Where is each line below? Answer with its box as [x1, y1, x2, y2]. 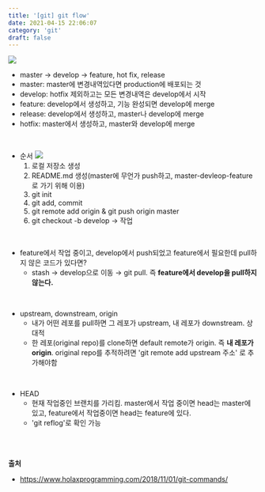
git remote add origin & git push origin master [31, 206, 180, 216]
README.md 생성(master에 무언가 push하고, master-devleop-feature [31, 171, 253, 180]
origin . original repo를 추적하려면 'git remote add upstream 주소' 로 [31, 348, 247, 358]
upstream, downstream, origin [19, 309, 119, 319]
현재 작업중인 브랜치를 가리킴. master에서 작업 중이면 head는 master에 [31, 399, 252, 408]
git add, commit [31, 199, 83, 208]
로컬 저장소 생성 [31, 161, 81, 171]
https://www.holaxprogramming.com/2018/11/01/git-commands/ [19, 475, 229, 484]
